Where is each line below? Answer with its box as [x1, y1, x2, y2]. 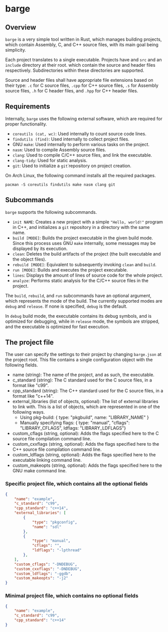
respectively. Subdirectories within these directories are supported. [5, 67, 144, 73]
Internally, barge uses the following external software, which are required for [5, 115, 162, 121]
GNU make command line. [12, 468, 67, 474]
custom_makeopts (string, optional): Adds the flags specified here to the [12, 462, 162, 468]
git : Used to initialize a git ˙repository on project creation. [12, 163, 132, 169]
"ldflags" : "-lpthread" [32, 548, 82, 553]
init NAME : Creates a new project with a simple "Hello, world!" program [12, 219, 163, 225]
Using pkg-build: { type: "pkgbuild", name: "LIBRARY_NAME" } [20, 415, 149, 421]
